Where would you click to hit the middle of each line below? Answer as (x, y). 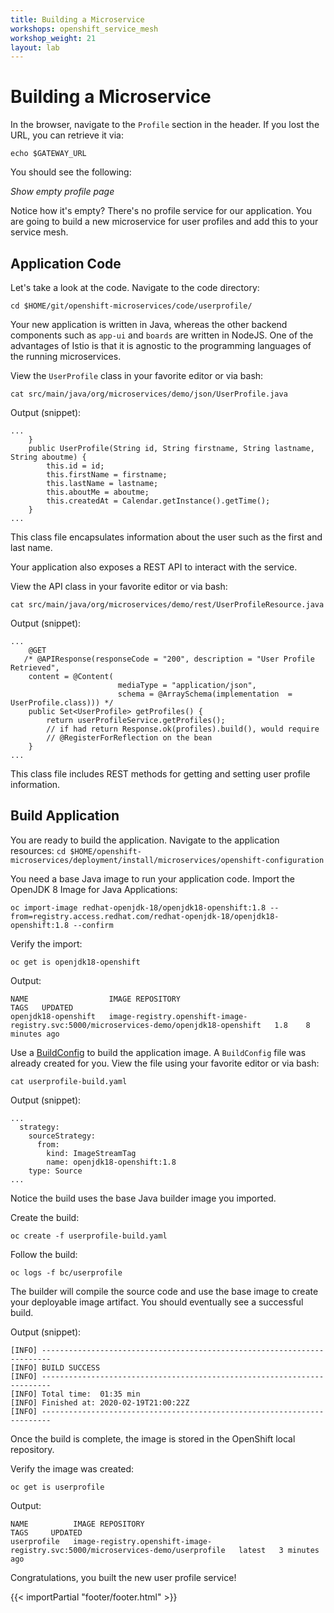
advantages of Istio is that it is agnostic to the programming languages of (161, 345)
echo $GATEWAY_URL (48, 154)
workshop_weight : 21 (53, 38)
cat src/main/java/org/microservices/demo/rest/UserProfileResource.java (167, 605)
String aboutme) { (48, 457)
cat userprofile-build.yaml (69, 1081)
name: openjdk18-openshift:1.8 (111, 1162)
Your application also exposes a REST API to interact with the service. (154, 567)
